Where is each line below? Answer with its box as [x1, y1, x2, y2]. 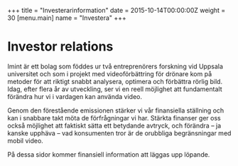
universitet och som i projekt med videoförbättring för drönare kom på [7, 69, 212, 78]
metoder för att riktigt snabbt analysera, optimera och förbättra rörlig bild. [7, 77, 222, 85]
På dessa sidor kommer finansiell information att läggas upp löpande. [7, 150, 210, 159]
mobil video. [7, 136, 44, 145]
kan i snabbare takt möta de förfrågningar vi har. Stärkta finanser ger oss [7, 113, 222, 122]
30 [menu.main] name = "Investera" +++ [7, 14, 126, 22]
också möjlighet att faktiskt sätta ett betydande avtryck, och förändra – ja [7, 121, 222, 130]
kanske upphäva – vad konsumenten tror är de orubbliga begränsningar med [7, 128, 232, 138]
